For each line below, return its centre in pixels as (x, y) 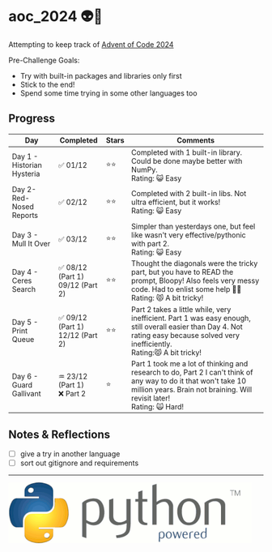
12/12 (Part (78, 335)
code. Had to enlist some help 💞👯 (186, 289)
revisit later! (151, 398)
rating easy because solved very (185, 335)
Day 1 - (25, 156)
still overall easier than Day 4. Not (187, 327)
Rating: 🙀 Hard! (157, 406)
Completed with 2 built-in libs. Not (189, 194)
